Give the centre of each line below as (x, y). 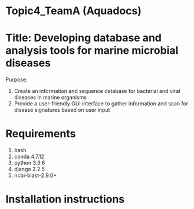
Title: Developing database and (84, 38)
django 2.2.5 (29, 169)
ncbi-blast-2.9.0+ (35, 175)
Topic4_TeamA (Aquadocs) (74, 11)
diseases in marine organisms (50, 97)
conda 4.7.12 (29, 157)
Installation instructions (65, 199)
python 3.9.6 (29, 163)
